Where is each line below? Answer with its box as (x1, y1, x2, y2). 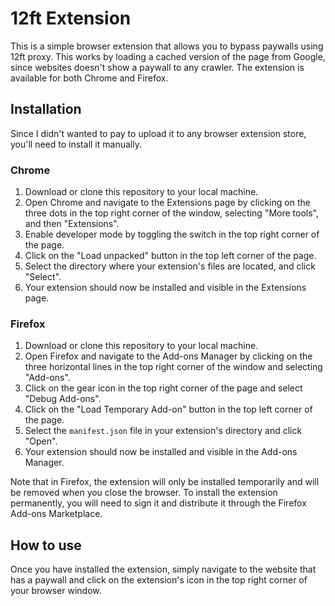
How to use (10, 537, 82, 554)
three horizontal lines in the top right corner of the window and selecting (24, 361, 323, 373)
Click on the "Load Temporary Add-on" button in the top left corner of (24, 403, 313, 416)
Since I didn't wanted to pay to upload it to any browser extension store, (10, 127, 307, 139)
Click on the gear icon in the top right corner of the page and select (24, 382, 303, 394)
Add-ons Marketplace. (10, 508, 103, 520)
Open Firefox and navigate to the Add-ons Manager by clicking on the (24, 350, 313, 362)
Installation (10, 101, 82, 118)
